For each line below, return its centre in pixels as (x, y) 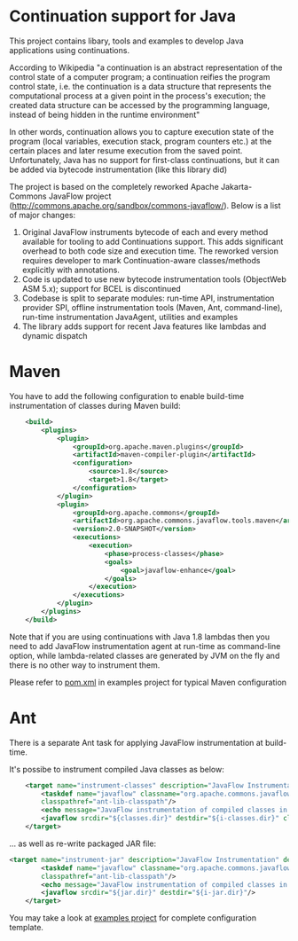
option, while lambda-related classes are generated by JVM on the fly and (145, 655)
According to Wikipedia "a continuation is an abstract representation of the (146, 67)
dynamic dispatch (55, 335)
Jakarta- (236, 186)
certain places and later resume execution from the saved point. (126, 150)
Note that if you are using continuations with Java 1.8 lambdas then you (140, 637)
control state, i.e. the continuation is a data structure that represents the (141, 86)
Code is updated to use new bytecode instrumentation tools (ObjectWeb (154, 279)
